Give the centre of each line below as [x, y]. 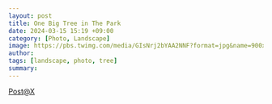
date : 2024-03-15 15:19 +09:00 [61, 31]
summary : [23, 69]
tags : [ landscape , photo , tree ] [63, 61]
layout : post [30, 16]
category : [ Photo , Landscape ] [59, 38]
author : [21, 53]
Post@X [21, 91]
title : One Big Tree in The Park [65, 23]
